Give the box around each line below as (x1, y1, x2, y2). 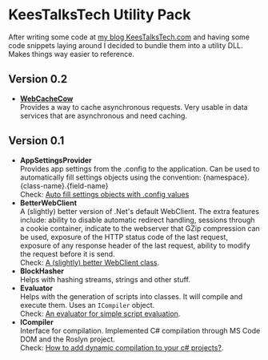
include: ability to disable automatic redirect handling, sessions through (19, 215, 255, 224)
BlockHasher (19, 266, 64, 276)
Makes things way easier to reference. (8, 49, 134, 59)
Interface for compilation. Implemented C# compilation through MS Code (19, 326, 261, 335)
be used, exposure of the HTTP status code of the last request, (19, 232, 228, 241)
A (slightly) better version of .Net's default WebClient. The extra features (19, 206, 260, 216)
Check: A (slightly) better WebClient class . (19, 257, 160, 267)
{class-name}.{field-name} (19, 180, 109, 190)
